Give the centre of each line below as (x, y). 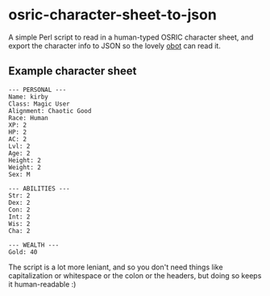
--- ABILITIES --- (39, 188)
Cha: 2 (19, 231)
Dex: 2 (19, 202)
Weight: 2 (25, 167)
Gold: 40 (23, 252)
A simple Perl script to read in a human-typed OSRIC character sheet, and (131, 37)
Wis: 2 (19, 223)
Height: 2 (25, 160)
